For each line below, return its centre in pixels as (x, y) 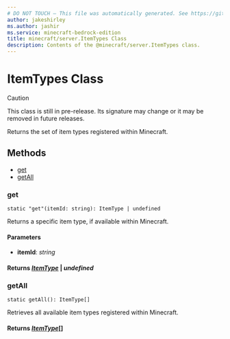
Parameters (24, 237)
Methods (27, 153)
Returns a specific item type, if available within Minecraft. (88, 221)
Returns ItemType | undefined (50, 268)
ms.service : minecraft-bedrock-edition (64, 32)
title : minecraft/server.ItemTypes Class (67, 39)
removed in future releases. (46, 118)
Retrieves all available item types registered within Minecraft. (93, 312)
